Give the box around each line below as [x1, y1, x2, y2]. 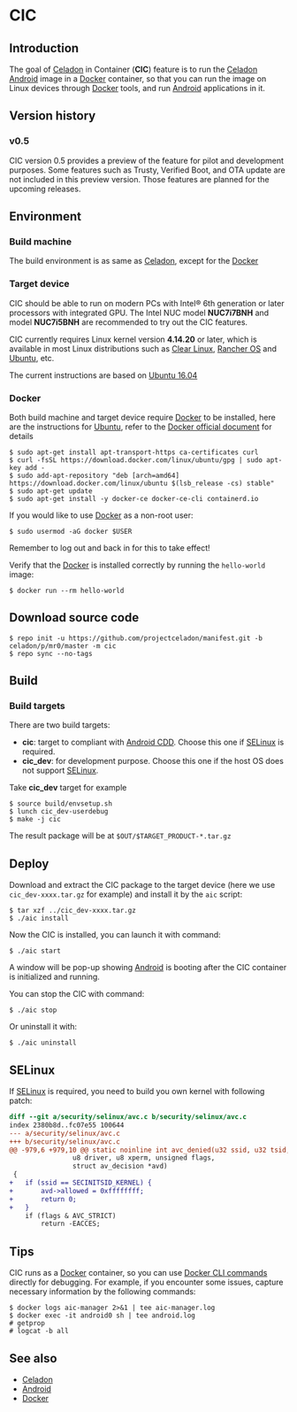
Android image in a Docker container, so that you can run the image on [9, 73, 267, 84]
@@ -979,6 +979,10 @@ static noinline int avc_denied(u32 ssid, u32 [9, 1146, 267, 1154]
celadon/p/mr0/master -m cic [9, 641, 117, 651]
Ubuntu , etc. [9, 352, 55, 363]
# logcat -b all [9, 1327, 69, 1336]
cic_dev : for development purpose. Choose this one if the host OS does [21, 756, 285, 767]
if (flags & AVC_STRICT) [25, 1211, 117, 1220]
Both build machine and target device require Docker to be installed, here [9, 412, 276, 422]
